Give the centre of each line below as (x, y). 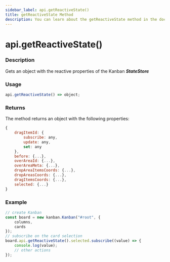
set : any (33, 147)
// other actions (33, 250)
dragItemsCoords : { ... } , (40, 180)
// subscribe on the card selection (44, 236)
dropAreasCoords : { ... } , (40, 175)
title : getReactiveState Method (39, 15)
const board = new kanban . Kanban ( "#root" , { (53, 217)
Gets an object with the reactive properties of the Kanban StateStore (77, 71)
